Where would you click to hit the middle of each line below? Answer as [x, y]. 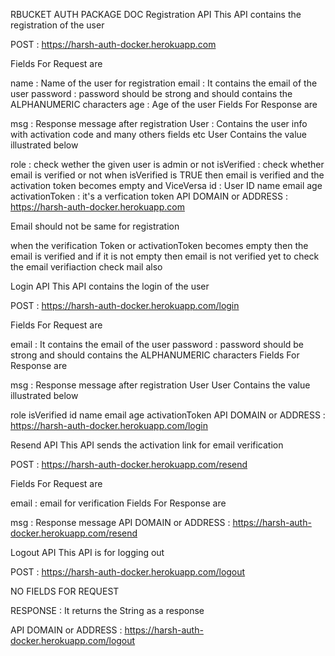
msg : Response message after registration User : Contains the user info [159, 123]
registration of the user [57, 25]
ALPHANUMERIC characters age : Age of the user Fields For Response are [164, 104]
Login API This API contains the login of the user [110, 286]
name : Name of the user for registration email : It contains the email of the [164, 83]
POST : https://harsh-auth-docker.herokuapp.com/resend [129, 464]
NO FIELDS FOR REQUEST [65, 591]
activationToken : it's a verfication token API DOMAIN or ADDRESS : [149, 196]
